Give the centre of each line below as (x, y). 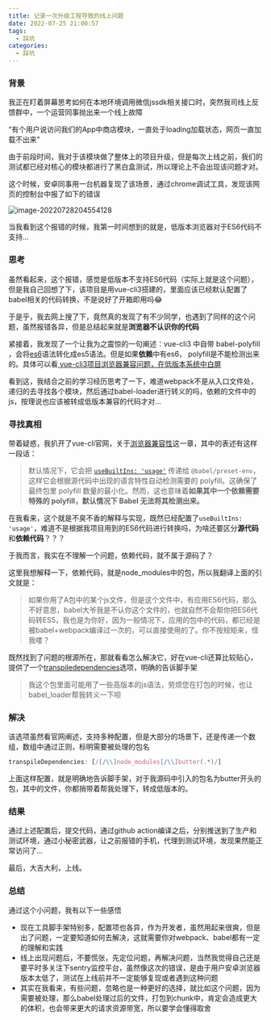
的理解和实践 (41, 947)
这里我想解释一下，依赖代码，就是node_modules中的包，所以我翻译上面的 (132, 572)
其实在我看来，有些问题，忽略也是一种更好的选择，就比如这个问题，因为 (140, 988)
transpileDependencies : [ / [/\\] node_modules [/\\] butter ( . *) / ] (115, 762)
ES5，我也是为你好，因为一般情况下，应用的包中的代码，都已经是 (151, 619)
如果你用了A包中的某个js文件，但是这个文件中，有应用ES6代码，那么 (142, 599)
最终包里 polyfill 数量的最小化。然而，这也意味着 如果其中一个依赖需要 (144, 490)
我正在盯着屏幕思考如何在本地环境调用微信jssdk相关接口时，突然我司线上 (130, 103)
